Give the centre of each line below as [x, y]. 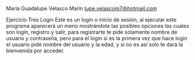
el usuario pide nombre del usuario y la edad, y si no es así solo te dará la [95, 44]
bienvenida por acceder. [35, 51]
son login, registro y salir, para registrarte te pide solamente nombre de [92, 32]
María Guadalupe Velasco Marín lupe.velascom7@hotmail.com [81, 8]
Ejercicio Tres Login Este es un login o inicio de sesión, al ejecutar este [91, 20]
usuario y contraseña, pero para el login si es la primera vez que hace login [97, 38]
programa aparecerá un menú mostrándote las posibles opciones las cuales [97, 26]
